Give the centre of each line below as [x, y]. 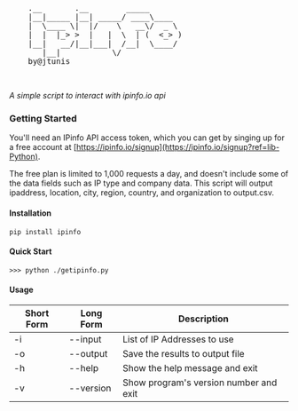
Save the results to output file [184, 353]
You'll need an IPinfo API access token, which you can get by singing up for [147, 138]
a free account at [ [43, 147]
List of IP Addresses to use [178, 339]
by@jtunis [49, 61]
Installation [30, 213]
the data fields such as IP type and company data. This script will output [141, 183]
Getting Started [43, 118]
